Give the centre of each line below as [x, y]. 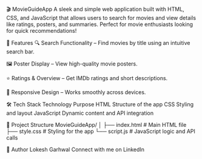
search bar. [20, 52]
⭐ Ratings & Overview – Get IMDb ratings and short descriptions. [87, 78]
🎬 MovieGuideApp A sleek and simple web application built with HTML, [96, 9]
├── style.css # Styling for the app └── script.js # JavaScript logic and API [101, 131]
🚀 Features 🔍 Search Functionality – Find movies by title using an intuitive [98, 43]
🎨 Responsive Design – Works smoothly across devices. [76, 92]
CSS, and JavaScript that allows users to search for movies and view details [101, 18]
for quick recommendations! [42, 31]
